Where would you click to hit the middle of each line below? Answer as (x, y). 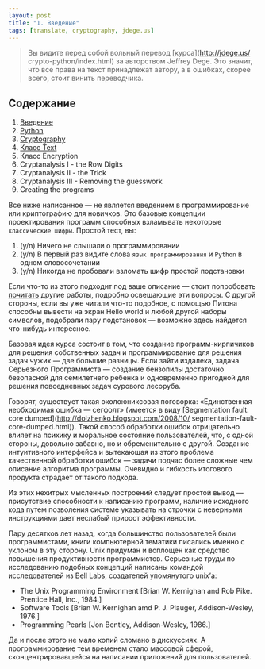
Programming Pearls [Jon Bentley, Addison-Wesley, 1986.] (115, 625)
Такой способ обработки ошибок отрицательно (159, 427)
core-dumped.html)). (42, 427)
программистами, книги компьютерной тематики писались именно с (127, 542)
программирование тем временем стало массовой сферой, (111, 648)
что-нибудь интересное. (50, 329)
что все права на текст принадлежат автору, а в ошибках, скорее (139, 70)
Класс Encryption (49, 156)
